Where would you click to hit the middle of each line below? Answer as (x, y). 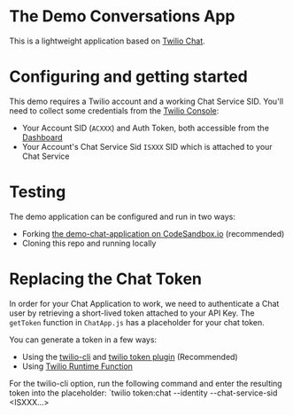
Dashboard (42, 137)
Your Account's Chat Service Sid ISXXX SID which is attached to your (147, 146)
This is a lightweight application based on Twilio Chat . (107, 41)
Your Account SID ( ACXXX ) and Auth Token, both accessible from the (146, 128)
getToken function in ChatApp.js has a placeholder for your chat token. (137, 322)
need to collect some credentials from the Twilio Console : (114, 110)
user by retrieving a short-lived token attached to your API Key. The (132, 313)
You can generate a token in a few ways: (83, 340)
